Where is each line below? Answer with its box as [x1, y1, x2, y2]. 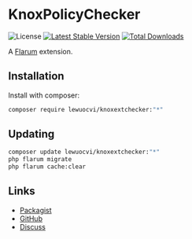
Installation [8, 69, 65, 83]
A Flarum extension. [8, 46, 73, 56]
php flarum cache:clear [8, 163, 87, 171]
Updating [8, 127, 55, 141]
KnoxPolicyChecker [8, 6, 141, 24]
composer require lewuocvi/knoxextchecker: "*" [8, 105, 164, 113]
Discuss [19, 222, 46, 231]
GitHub [19, 214, 43, 223]
